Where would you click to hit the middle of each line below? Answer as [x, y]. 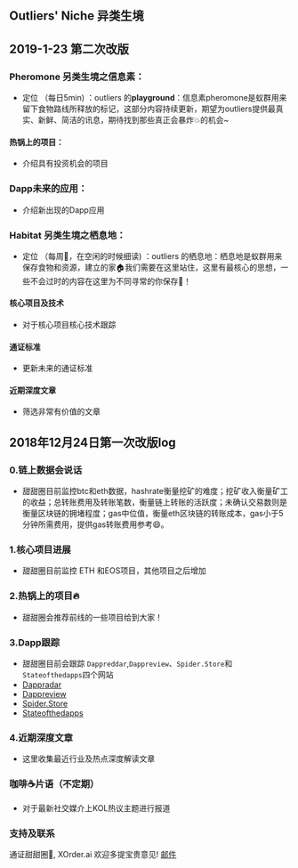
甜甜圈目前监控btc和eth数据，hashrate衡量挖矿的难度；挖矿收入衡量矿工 [155, 491]
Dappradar [42, 685]
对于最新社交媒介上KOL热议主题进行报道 [96, 807]
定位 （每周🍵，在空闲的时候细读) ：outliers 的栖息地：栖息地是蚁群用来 [152, 256]
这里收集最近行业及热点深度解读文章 [89, 758]
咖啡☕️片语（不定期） [54, 784]
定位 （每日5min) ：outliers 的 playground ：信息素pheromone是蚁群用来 [154, 98]
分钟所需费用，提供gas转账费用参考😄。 [95, 524]
